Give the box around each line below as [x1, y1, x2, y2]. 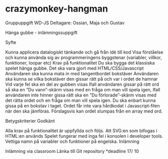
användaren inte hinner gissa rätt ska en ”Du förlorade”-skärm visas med [5, 92, 157, 98]
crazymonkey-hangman [5, 3, 108, 15]
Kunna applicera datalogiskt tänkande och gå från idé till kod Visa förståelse [5, 49, 163, 55]
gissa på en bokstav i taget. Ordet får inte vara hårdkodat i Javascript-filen [5, 102, 160, 109]
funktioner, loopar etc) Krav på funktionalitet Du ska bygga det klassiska [5, 60, 155, 66]
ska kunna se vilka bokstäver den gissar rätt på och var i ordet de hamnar [5, 76, 158, 82]
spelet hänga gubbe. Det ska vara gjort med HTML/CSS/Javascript [5, 65, 144, 71]
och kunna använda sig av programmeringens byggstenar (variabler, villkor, [5, 54, 162, 61]
